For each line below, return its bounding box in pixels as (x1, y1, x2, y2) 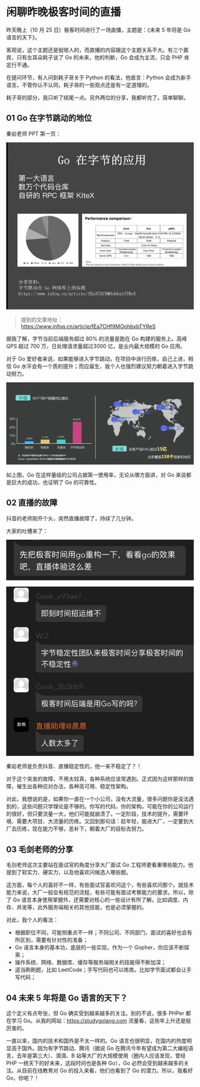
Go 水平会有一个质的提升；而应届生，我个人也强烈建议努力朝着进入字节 (12, 363, 189, 370)
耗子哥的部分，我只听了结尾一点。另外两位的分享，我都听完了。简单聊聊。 (6, 93, 189, 101)
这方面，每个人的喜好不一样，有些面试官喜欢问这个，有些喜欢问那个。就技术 (6, 882, 194, 889)
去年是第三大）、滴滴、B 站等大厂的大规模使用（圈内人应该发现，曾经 (16, 1052, 186, 1059)
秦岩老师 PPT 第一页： (6, 130, 61, 137)
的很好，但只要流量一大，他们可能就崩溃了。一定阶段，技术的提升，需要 (6, 810, 183, 817)
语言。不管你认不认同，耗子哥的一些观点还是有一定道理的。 (6, 81, 152, 88)
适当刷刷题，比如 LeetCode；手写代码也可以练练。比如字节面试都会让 (14, 966, 186, 973)
